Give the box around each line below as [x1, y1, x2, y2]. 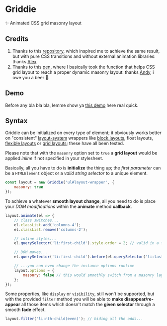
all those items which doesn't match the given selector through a [21, 302, 155, 308]
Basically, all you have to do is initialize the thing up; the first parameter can [5, 165, 161, 171]
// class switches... [14, 218, 59, 223]
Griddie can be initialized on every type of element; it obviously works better [5, 130, 162, 136]
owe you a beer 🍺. [12, 74, 50, 80]
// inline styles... [14, 236, 57, 241]
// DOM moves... [14, 250, 48, 255]
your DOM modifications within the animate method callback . [5, 203, 132, 209]
